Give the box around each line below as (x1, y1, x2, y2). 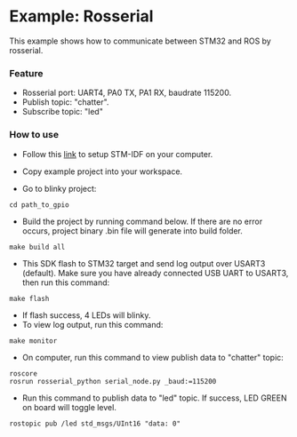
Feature (9, 67, 44, 79)
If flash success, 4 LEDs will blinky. (21, 309, 151, 321)
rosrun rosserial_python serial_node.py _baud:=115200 (9, 377, 217, 385)
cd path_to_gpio (9, 200, 69, 210)
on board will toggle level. (21, 401, 117, 412)
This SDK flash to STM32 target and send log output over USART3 (21, 258, 266, 268)
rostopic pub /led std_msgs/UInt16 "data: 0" (9, 419, 181, 428)
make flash (9, 294, 50, 303)
